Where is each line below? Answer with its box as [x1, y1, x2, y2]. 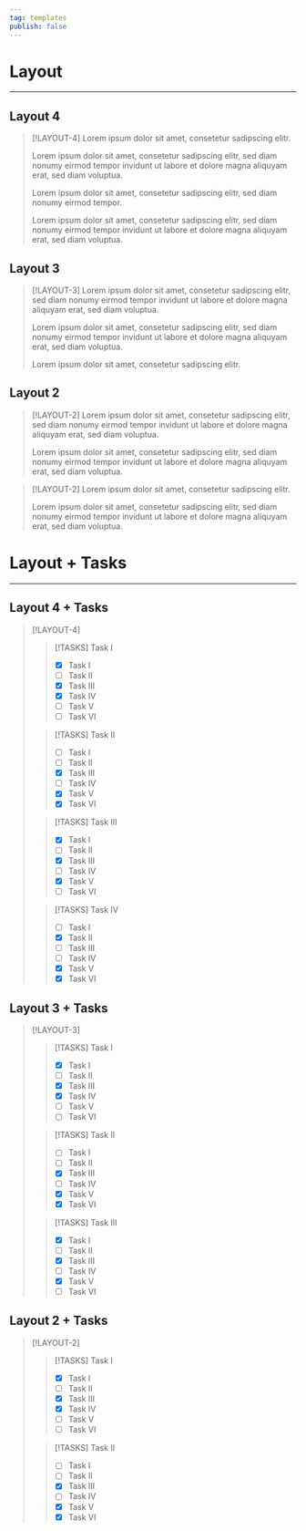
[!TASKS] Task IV [54, 904, 118, 915]
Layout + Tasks [9, 553, 127, 574]
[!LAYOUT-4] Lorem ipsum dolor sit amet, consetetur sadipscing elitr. [31, 133, 291, 144]
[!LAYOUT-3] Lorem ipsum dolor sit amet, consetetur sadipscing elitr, [31, 284, 291, 296]
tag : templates [9, 13, 67, 23]
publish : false [9, 22, 67, 31]
